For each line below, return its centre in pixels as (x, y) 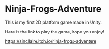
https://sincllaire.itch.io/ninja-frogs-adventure (51, 41)
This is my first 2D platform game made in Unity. (54, 22)
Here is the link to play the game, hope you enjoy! (55, 32)
